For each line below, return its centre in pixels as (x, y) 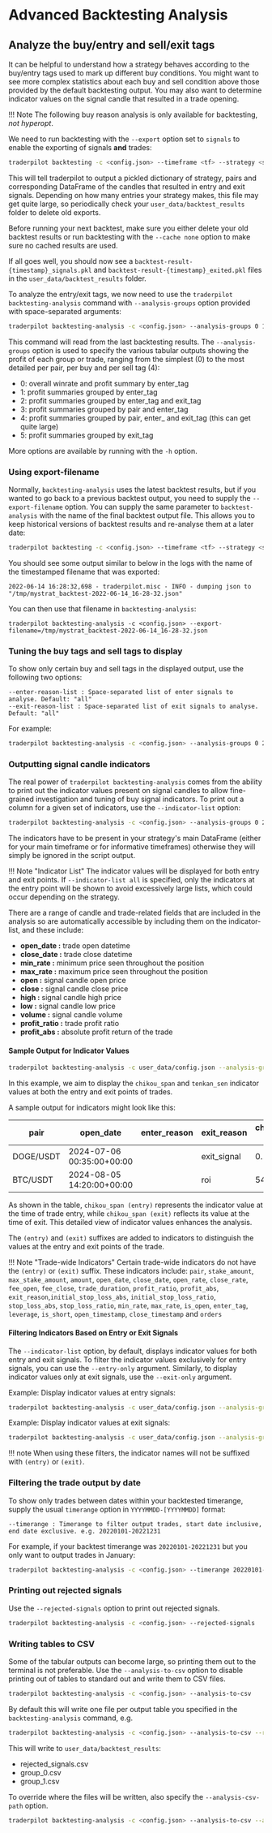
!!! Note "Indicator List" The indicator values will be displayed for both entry (134, 871)
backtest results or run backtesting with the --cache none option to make (130, 236)
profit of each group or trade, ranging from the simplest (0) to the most (127, 359)
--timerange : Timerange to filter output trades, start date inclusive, (136, 1524)
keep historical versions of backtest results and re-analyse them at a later (131, 524)
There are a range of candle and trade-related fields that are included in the (134, 913)
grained (21, 799)
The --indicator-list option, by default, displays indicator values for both (133, 1351)
